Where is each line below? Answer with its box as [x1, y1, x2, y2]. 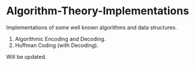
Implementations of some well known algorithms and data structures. [6, 24, 177, 31]
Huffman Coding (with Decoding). [14, 42, 99, 49]
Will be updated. [6, 53, 47, 60]
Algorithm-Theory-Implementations [6, 4, 190, 18]
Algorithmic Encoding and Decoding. [14, 35, 106, 42]
